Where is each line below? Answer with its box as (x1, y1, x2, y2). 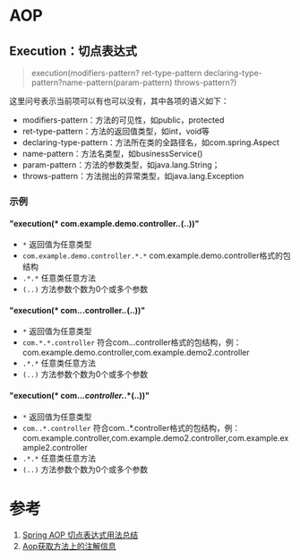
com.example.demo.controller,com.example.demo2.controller (21, 347, 251, 358)
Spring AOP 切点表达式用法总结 (21, 530, 139, 540)
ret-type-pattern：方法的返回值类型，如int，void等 (21, 126, 210, 136)
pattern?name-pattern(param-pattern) (30, 77, 173, 88)
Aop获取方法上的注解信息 (21, 541, 116, 552)
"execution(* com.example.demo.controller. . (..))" (9, 218, 200, 228)
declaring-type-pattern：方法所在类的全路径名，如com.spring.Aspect (21, 137, 279, 148)
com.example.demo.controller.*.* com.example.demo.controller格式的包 (21, 250, 291, 261)
